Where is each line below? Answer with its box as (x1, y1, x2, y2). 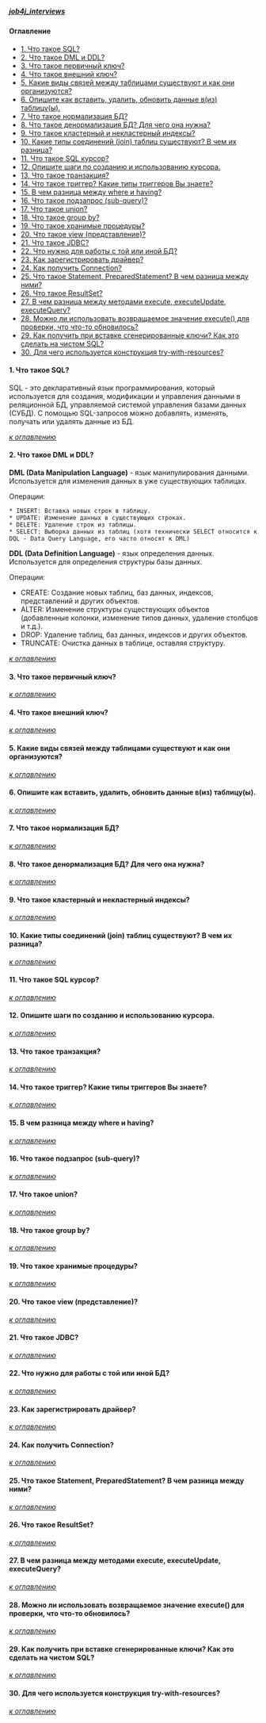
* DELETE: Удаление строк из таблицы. (9, 520, 137, 529)
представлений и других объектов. (20, 595, 140, 606)
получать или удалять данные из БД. (9, 416, 135, 426)
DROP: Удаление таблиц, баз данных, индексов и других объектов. (20, 630, 248, 639)
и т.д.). (20, 621, 43, 630)
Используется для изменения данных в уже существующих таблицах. (9, 476, 248, 485)
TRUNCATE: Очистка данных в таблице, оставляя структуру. (20, 638, 226, 648)
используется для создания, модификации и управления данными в (9, 391, 241, 400)
